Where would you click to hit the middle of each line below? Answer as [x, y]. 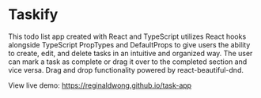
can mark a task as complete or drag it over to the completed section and [128, 62]
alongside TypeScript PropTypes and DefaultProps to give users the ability [129, 44]
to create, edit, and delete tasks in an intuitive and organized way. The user [130, 53]
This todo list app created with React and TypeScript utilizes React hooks [127, 36]
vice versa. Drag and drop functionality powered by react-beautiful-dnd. [126, 70]
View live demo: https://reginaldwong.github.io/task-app [100, 85]
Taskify [33, 15]
